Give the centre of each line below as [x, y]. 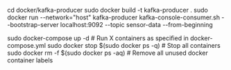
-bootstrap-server [33, 25]
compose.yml [27, 45]
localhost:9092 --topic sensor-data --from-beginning [136, 25]
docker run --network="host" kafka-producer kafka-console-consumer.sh [114, 17]
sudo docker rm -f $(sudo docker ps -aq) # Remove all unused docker [108, 53]
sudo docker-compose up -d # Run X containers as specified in [98, 38]
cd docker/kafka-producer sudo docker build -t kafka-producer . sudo [108, 10]
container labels [30, 60]
